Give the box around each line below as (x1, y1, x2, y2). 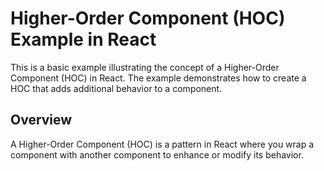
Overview (10, 112, 73, 129)
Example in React (10, 28, 157, 51)
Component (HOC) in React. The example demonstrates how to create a (10, 72, 307, 84)
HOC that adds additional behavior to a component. (10, 82, 223, 94)
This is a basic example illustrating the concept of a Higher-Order (10, 61, 280, 73)
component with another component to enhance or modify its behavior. (10, 148, 304, 161)
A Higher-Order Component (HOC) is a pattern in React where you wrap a (10, 138, 315, 150)
